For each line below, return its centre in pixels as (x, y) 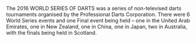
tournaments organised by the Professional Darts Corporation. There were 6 (98, 14)
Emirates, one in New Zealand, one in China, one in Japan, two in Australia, (97, 26)
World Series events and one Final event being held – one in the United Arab (98, 20)
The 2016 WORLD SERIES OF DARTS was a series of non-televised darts (94, 8)
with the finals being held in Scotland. (51, 33)
